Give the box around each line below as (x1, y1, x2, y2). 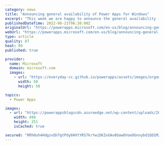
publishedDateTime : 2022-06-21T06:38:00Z (5, 20, 91, 26)
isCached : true (14, 124, 45, 129)
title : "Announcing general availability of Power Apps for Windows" (5, 12, 150, 17)
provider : (5, 56, 25, 61)
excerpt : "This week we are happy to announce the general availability (5, 16, 156, 21)
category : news (5, 7, 36, 12)
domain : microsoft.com (9, 66, 56, 71)
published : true (5, 48, 38, 53)
